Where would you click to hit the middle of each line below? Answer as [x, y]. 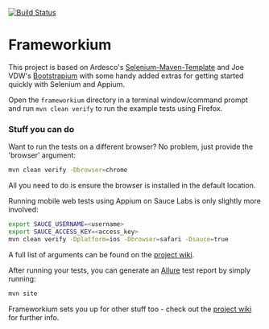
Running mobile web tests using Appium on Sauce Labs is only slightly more [135, 201]
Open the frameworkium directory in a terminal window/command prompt [128, 100]
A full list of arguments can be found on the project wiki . [101, 254]
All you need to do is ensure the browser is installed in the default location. [132, 186]
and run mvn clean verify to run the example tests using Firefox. [116, 108]
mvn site [23, 294]
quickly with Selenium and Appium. [67, 84]
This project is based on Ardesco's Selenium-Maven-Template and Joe [126, 67]
